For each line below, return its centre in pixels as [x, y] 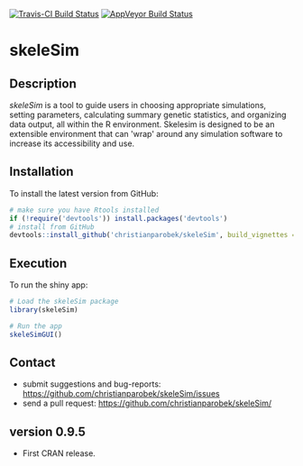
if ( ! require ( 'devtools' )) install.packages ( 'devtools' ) [119, 218]
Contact [32, 363]
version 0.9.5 [47, 431]
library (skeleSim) [44, 310]
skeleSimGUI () [36, 334]
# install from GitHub [52, 227]
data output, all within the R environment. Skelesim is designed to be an [142, 124]
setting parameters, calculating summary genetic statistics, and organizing [148, 114]
